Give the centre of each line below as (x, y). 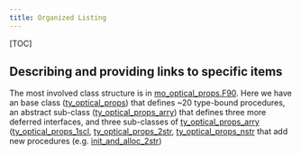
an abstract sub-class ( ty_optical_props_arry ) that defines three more (138, 113)
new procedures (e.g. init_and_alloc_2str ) (86, 141)
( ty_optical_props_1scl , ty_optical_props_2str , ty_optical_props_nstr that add (149, 132)
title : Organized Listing (58, 18)
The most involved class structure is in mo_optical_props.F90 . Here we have (151, 93)
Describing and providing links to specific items (146, 72)
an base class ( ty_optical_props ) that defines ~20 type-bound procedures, (147, 103)
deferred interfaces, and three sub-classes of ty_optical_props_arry (134, 122)
